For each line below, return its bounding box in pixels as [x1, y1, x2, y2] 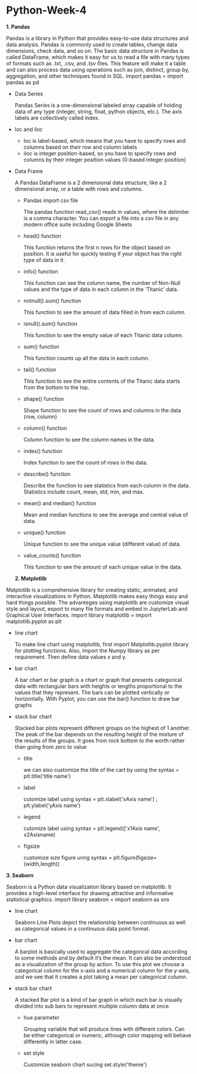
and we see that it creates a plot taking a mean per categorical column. [14, 973, 188, 980]
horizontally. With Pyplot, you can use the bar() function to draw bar [14, 695, 180, 702]
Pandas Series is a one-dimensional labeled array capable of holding [14, 101, 182, 108]
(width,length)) [23, 860, 60, 867]
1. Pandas [6, 23, 31, 30]
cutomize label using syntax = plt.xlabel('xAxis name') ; [23, 795, 158, 803]
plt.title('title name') [23, 772, 71, 780]
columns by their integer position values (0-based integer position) [23, 156, 186, 163]
